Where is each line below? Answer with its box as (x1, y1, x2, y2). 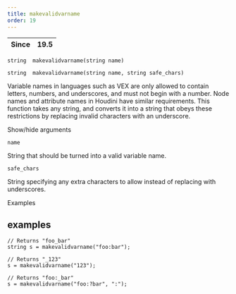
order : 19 (7, 17, 37, 24)
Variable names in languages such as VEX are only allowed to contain (7, 82, 209, 90)
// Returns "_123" (7, 256, 61, 263)
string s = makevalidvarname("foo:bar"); (7, 244, 131, 251)
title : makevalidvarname (7, 10, 80, 18)
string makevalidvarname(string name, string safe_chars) (7, 69, 185, 76)
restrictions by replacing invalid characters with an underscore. (7, 111, 191, 120)
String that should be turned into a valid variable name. (7, 151, 167, 159)
